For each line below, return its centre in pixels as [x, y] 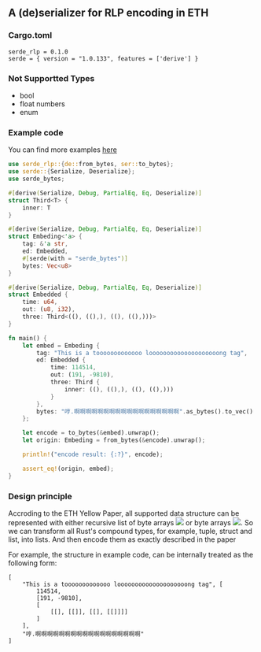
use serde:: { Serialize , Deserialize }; [72, 172]
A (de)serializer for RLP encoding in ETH [108, 13]
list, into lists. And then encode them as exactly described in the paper [122, 539]
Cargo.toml [30, 35]
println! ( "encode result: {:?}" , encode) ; [93, 455]
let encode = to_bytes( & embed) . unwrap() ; [91, 433]
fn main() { [28, 338]
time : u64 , [40, 302]
